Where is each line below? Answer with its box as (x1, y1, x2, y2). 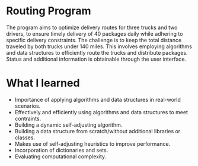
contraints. (14, 115, 41, 122)
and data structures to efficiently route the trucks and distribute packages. (6, 49, 188, 56)
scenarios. (14, 102, 41, 109)
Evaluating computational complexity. (14, 153, 107, 160)
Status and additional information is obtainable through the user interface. (6, 55, 187, 62)
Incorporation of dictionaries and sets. (14, 146, 108, 154)
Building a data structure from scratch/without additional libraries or (14, 127, 181, 134)
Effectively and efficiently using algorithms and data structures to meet (14, 108, 189, 115)
